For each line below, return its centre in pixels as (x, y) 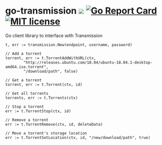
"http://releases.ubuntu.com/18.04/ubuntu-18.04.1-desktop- (88, 62)
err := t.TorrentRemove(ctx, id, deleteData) (54, 124)
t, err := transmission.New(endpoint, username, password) (69, 45)
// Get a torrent (24, 80)
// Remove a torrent (27, 120)
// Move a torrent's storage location (46, 133)
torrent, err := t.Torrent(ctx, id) (44, 84)
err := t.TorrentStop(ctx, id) (38, 111)
